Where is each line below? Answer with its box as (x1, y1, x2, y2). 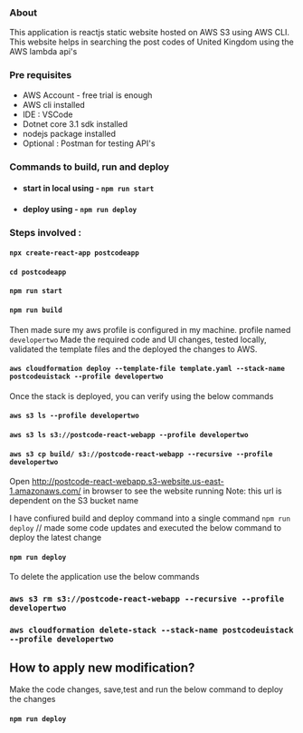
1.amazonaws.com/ (9, 485, 81, 496)
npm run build (9, 306, 63, 315)
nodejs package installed (22, 128, 116, 139)
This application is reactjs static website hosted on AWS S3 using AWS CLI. (9, 27, 290, 38)
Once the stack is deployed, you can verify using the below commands (9, 390, 274, 401)
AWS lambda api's (9, 46, 78, 57)
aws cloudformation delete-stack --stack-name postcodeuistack (9, 625, 294, 636)
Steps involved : (9, 226, 82, 239)
